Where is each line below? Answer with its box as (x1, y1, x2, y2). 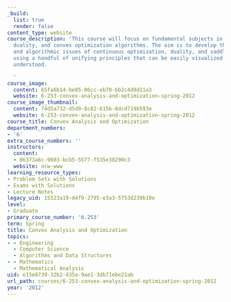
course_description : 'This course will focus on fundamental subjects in (7, 36, 223, 43)
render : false (13, 23, 54, 30)
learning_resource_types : (7, 169, 81, 176)
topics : (7, 233, 30, 240)
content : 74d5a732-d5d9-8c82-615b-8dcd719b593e (13, 106, 153, 113)
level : (7, 201, 26, 208)
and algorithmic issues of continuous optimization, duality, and (13, 49, 208, 56)
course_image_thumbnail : (7, 99, 78, 106)
